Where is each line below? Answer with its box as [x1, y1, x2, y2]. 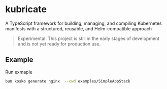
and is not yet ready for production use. [17, 40, 101, 47]
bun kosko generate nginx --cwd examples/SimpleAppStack [5, 78, 130, 84]
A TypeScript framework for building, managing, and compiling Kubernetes [5, 20, 162, 26]
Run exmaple [5, 69, 33, 75]
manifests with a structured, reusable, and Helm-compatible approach [5, 25, 152, 31]
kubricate [5, 4, 47, 15]
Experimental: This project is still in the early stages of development [17, 35, 160, 41]
